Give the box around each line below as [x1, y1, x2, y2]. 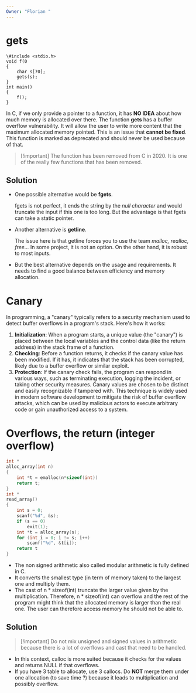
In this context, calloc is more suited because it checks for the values [14, 655, 181, 663]
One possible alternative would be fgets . [14, 191, 113, 198]
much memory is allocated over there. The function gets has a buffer [6, 116, 173, 123]
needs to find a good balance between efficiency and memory [14, 267, 165, 274]
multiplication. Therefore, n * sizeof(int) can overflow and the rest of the [14, 593, 188, 600]
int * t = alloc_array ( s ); [16, 529, 80, 535]
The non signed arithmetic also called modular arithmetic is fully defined [14, 562, 189, 569]
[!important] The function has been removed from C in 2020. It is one [20, 152, 187, 159]
